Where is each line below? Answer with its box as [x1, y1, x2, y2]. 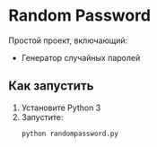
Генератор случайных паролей [21, 52, 141, 63]
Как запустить [8, 78, 94, 94]
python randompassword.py [21, 129, 118, 138]
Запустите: [21, 111, 64, 122]
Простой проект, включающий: [8, 35, 128, 46]
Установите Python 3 [21, 102, 101, 113]
